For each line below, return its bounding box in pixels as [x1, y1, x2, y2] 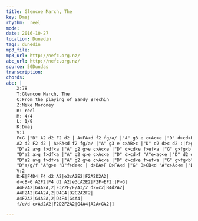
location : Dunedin [6, 36, 51, 42]
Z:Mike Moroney [16, 102, 54, 108]
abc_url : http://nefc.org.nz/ [6, 58, 81, 64]
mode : [6, 25, 19, 31]
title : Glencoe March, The [6, 8, 72, 15]
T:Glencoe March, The [16, 91, 70, 97]
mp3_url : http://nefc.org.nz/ [6, 53, 81, 58]
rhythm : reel [6, 19, 41, 25]
